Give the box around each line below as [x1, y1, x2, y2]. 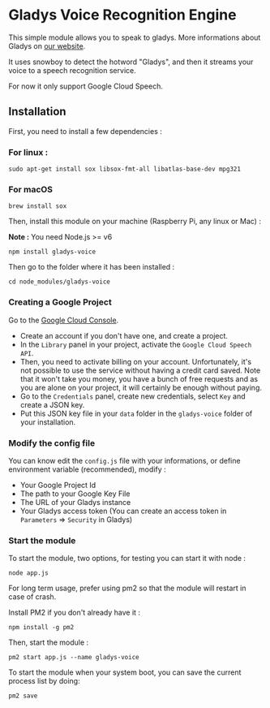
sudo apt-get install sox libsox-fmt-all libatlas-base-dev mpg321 [8, 165, 242, 174]
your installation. [19, 417, 76, 427]
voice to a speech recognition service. [8, 65, 136, 75]
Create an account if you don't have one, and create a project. [19, 330, 229, 340]
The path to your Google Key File [19, 489, 131, 499]
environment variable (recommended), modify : [8, 464, 166, 474]
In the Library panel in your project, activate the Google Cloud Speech [19, 339, 252, 349]
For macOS [8, 183, 54, 195]
